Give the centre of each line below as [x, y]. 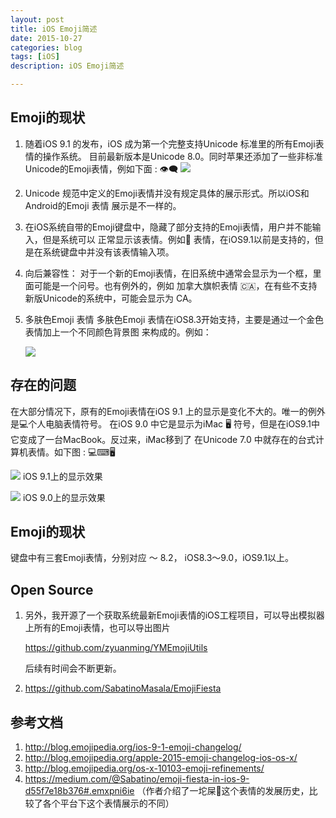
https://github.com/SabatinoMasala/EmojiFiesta [123, 688]
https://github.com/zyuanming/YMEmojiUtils [116, 648]
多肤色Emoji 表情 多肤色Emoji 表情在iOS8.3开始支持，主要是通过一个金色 [174, 319]
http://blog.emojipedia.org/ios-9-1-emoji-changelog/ [133, 747]
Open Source [52, 589]
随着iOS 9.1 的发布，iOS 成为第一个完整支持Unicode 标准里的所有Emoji [170, 143]
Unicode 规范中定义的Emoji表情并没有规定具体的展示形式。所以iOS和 [167, 193]
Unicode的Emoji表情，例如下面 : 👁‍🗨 [101, 168]
